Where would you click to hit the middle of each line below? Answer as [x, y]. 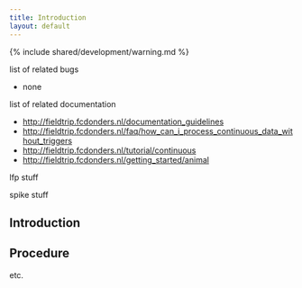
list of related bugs [44, 69]
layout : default [40, 26]
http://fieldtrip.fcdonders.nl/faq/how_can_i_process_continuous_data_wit [157, 130]
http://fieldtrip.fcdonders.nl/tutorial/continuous [109, 150]
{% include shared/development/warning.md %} [99, 51]
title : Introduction [48, 18]
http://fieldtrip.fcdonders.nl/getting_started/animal [116, 159]
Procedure [40, 253]
